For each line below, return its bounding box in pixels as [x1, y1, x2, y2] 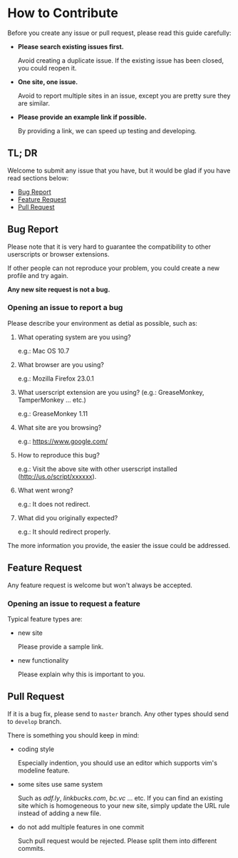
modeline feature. [17, 766, 70, 775]
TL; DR [7, 148, 38, 160]
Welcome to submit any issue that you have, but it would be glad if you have [7, 166, 231, 175]
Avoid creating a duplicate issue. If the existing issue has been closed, [17, 56, 224, 65]
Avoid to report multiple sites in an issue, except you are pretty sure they [17, 91, 231, 100]
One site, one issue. [17, 77, 78, 86]
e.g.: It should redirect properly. [17, 527, 111, 536]
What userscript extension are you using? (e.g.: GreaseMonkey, [17, 388, 205, 396]
